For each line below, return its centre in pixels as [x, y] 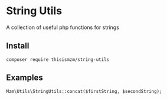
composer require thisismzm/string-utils [58, 59]
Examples [24, 78]
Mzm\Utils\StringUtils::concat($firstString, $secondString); [84, 91]
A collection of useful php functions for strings [63, 27]
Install [18, 46]
